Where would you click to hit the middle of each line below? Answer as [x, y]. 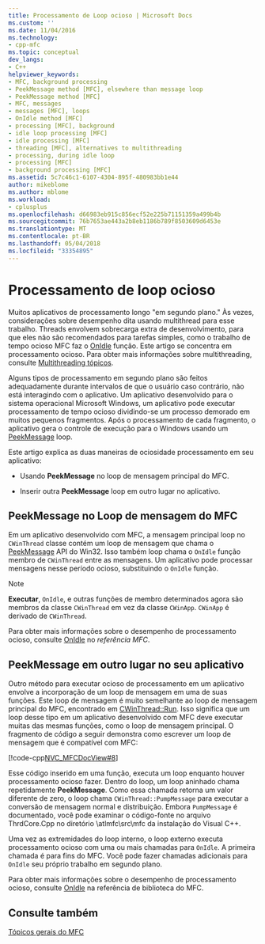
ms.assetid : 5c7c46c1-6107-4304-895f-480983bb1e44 [93, 178]
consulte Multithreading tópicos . [61, 362]
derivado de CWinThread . [47, 616]
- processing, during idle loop [61, 155]
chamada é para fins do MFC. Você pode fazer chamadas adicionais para [128, 856]
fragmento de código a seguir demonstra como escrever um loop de [120, 734]
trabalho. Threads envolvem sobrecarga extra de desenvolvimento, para [126, 328]
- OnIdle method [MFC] [45, 119]
